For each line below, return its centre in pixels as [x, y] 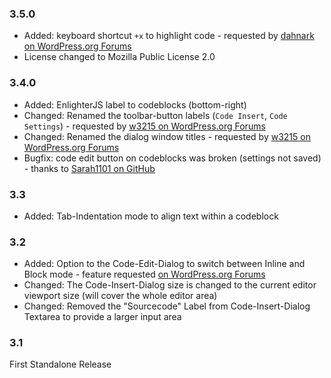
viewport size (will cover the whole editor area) [120, 296]
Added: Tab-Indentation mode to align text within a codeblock [151, 216]
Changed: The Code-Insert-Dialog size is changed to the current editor [170, 285]
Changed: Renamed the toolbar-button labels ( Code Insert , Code [155, 115]
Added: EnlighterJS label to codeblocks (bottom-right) [135, 104]
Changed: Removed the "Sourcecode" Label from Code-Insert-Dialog [167, 306]
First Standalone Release [60, 364]
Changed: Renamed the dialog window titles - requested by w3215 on [167, 136]
